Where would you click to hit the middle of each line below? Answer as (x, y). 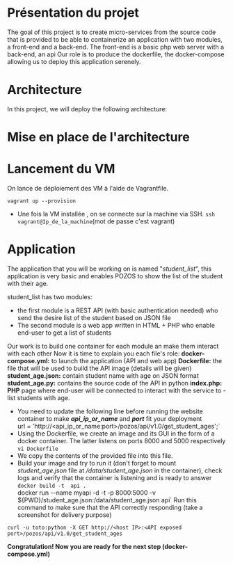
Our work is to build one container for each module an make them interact (113, 346)
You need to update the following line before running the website (110, 411)
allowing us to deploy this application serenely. (74, 61)
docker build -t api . (52, 486)
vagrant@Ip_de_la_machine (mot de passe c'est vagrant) (96, 221)
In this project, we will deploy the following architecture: (87, 109)
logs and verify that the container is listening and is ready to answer (114, 477)
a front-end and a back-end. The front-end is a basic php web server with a (116, 47)
